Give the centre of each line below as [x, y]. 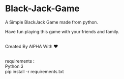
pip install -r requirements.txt [34, 71]
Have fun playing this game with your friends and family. [62, 31]
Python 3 [14, 66]
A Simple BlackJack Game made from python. [52, 22]
